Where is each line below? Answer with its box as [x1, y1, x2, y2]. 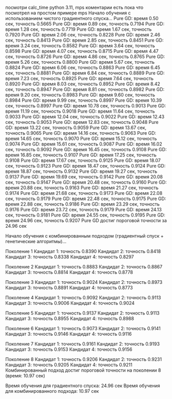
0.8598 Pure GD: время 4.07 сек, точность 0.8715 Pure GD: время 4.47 [5, 48, 159, 54]
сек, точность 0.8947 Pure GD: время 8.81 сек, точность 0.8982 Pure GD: [5, 86, 165, 92]
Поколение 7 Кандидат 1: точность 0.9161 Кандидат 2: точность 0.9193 [5, 341, 160, 347]
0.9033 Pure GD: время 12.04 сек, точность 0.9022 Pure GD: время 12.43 [5, 114, 165, 120]
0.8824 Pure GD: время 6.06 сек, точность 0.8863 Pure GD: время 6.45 [5, 64, 161, 70]
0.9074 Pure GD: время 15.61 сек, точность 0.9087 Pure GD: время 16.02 [5, 141, 163, 147]
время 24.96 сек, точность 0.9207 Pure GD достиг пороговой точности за [5, 217, 167, 223]
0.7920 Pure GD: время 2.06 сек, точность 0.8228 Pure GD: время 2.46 [5, 32, 161, 38]
